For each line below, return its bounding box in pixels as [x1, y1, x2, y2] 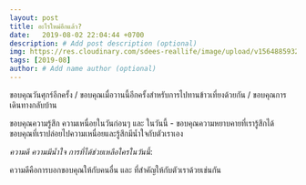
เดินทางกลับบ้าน [9, 99, 57, 110]
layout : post [9, 13, 59, 23]
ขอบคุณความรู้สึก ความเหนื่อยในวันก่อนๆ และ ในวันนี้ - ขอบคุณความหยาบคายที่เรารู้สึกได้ [9, 118, 275, 128]
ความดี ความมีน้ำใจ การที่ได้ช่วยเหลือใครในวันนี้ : [9, 146, 153, 157]
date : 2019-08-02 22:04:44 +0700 [9, 30, 145, 39]
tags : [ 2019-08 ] [9, 56, 71, 65]
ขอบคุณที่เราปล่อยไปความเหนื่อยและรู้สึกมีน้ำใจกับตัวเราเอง [9, 128, 184, 139]
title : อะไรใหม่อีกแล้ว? [9, 22, 82, 31]
